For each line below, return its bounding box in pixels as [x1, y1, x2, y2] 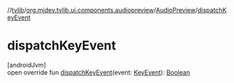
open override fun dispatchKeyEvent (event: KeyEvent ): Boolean [7, 68, 191, 76]
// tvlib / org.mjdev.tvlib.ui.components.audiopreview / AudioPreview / [7, 6, 198, 14]
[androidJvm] [7, 61, 47, 69]
